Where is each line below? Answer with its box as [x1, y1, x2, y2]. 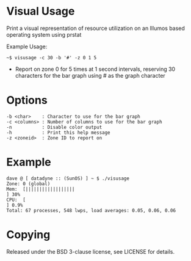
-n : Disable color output [6, 124, 103, 130]
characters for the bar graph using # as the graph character [15, 72, 166, 79]
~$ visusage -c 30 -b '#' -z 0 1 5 [6, 54, 97, 61]
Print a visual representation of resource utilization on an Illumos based [6, 24, 185, 32]
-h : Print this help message [6, 130, 111, 136]
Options [6, 94, 48, 108]
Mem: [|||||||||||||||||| [6, 186, 75, 192]
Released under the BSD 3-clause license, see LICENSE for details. [6, 248, 175, 255]
